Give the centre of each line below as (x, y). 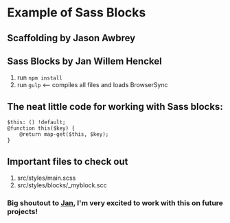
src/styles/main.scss (46, 178)
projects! (22, 211)
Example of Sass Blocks (77, 13)
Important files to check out (68, 162)
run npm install (40, 78)
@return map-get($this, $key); (64, 134)
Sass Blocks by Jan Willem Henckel (85, 61)
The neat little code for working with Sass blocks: (115, 107)
